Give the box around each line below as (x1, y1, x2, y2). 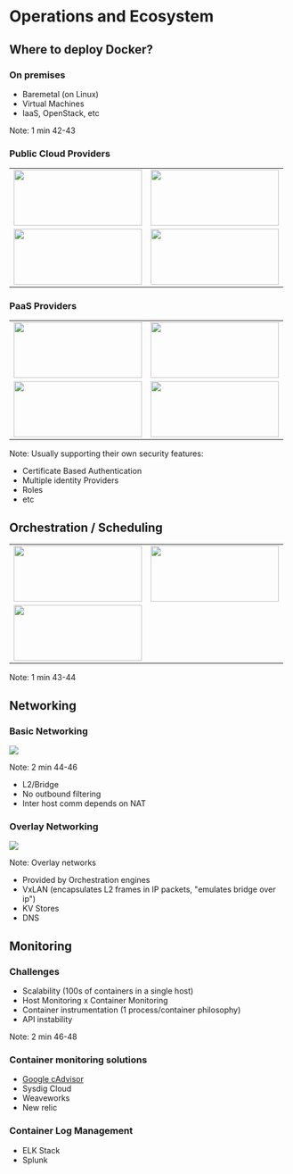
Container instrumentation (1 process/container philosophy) (21, 1004, 241, 1015)
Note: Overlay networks (9, 857, 96, 868)
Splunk (21, 1154, 48, 1165)
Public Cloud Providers (9, 147, 111, 160)
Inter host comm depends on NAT (21, 797, 147, 809)
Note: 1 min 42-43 (9, 125, 76, 136)
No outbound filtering (21, 788, 102, 799)
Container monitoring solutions (9, 1053, 148, 1066)
